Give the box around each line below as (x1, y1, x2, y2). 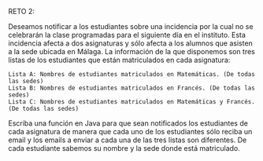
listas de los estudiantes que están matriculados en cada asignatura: (8, 55, 231, 64)
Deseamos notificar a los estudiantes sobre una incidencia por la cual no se (8, 22, 254, 31)
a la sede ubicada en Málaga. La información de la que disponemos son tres (8, 47, 256, 56)
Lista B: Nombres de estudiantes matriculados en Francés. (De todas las (8, 84, 256, 92)
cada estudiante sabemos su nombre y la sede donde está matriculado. (8, 144, 240, 152)
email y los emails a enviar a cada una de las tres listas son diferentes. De (8, 135, 247, 145)
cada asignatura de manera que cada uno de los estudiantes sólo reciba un (8, 127, 253, 136)
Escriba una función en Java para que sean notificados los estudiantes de (8, 119, 248, 128)
